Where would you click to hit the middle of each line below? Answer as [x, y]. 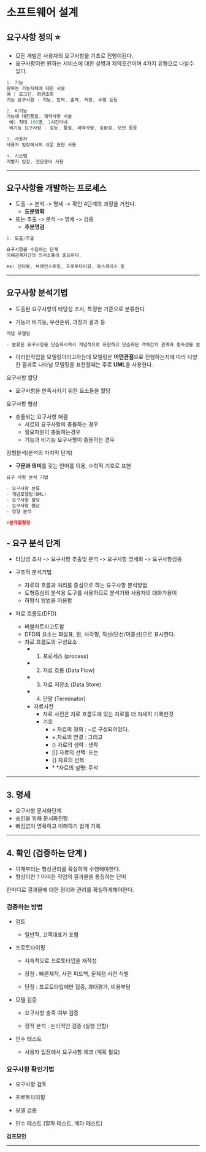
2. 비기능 [17, 111]
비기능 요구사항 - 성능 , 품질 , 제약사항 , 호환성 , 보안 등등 [73, 128]
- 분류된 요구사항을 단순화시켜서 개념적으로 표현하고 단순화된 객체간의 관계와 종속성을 [100, 344]
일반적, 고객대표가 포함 [51, 935]
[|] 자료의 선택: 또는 [75, 752]
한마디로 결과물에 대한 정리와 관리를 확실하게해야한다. [70, 889]
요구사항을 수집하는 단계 [32, 250]
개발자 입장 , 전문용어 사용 [35, 161]
